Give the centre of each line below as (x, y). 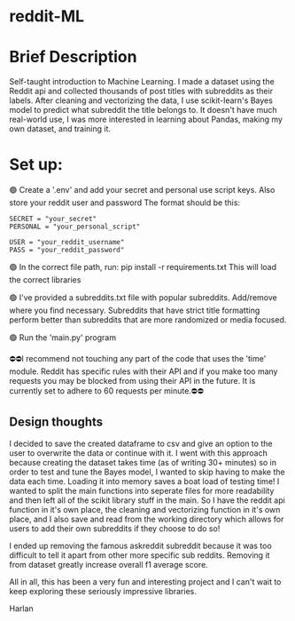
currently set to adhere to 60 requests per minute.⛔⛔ (106, 391)
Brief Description (73, 57)
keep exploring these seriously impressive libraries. (103, 591)
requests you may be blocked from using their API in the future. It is (132, 381)
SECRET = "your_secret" (53, 219)
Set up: (36, 165)
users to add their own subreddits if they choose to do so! (115, 528)
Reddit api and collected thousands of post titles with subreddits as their (141, 92)
